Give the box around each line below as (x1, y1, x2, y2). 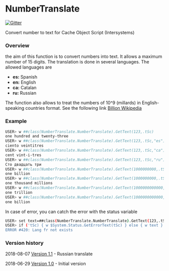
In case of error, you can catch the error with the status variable (5, 209, 137, 215)
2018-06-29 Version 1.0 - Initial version (5, 260, 87, 267)
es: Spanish (12, 74, 38, 80)
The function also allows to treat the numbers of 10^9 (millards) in (5, 100, 141, 106)
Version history (5, 240, 44, 247)
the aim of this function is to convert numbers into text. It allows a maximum (5, 53, 162, 59)
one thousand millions (5, 181, 53, 186)
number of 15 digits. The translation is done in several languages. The (5, 59, 149, 65)
